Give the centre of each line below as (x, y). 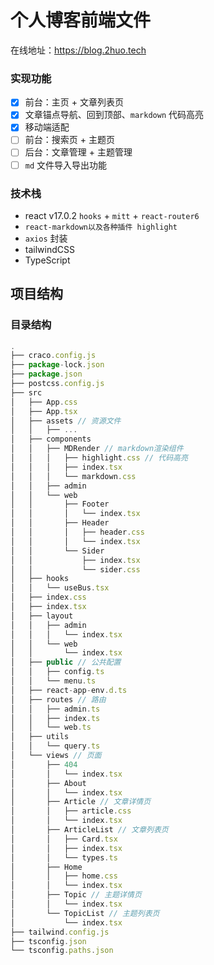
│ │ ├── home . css (64, 876)
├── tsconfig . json (48, 941)
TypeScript (47, 260)
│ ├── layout (42, 616)
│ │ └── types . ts (64, 857)
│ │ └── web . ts (51, 727)
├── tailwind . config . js (60, 932)
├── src (26, 392)
